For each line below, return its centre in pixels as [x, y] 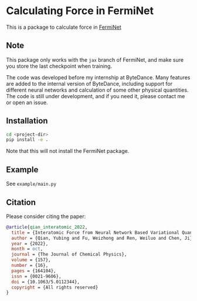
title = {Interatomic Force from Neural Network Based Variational [96, 233]
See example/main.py [31, 184]
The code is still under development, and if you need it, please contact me [96, 96]
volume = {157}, [31, 260]
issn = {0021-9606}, [36, 276]
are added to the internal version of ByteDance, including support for [89, 83]
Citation [21, 202]
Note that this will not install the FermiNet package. [68, 151]
